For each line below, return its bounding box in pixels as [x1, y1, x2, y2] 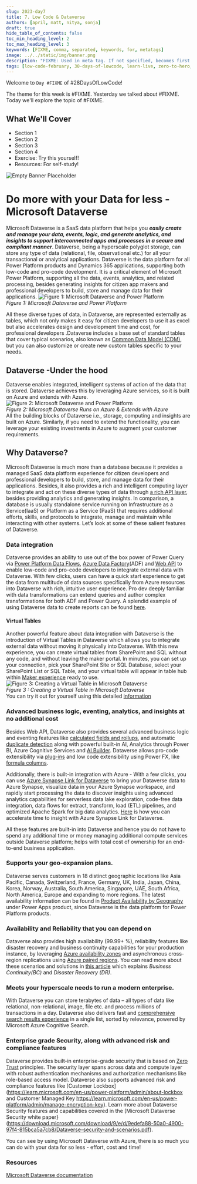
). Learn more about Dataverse [103, 1101, 178, 1108]
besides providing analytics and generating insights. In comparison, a [6, 495, 174, 502]
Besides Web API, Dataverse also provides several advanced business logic [6, 728, 189, 735]
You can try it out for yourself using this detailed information [6, 692, 151, 699]
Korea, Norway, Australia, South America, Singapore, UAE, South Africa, [6, 884, 180, 892]
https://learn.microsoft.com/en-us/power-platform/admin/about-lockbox [8, 1088, 183, 1095]
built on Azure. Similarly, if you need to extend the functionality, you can [6, 418, 180, 425]
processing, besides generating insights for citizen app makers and [6, 281, 169, 288]
